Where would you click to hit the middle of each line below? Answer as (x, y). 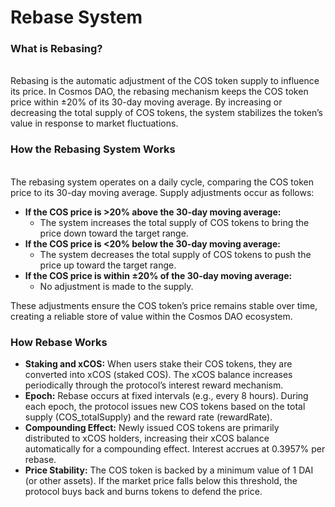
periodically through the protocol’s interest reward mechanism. (154, 385)
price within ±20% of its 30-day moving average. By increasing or (146, 102)
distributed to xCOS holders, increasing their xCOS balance (147, 438)
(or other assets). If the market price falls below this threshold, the (161, 481)
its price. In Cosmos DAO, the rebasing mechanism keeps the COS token (159, 92)
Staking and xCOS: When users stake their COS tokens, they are (158, 364)
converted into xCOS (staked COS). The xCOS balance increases (158, 375)
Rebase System (76, 17)
